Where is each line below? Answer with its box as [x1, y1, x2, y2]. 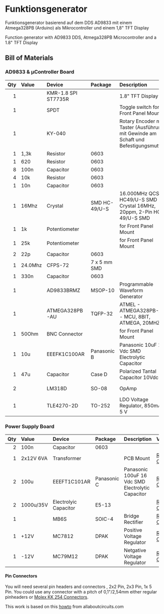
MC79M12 [53, 553, 78, 560]
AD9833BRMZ [46, 287, 81, 294]
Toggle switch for [119, 103, 160, 110]
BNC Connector [46, 330, 83, 337]
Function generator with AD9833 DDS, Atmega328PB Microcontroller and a [5, 34, 157, 40]
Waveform [119, 287, 143, 294]
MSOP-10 [90, 287, 115, 294]
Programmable [119, 281, 154, 287]
